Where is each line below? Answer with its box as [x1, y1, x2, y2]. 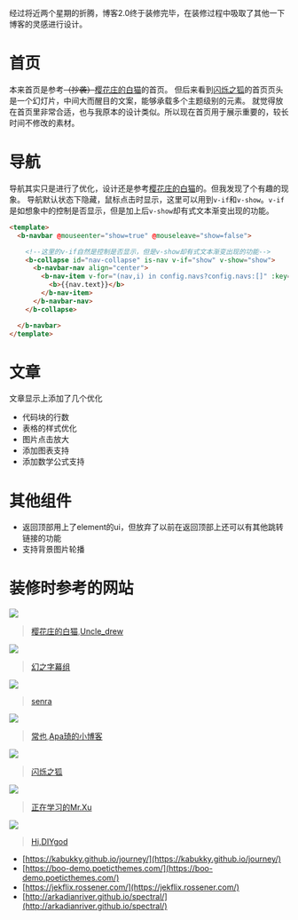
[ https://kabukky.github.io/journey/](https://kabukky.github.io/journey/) [21, 853, 282, 864]
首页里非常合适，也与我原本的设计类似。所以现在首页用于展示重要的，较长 [16, 106, 289, 117]
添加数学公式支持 [21, 456, 85, 467]
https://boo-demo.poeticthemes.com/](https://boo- [25, 863, 213, 874]
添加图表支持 [21, 445, 69, 456]
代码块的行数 [21, 412, 69, 423]
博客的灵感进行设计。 [9, 19, 87, 29]
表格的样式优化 [21, 423, 77, 433]
